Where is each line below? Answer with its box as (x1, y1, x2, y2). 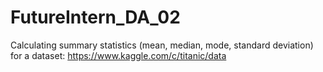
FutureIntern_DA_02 (10, 6, 181, 29)
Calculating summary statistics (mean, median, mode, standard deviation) (10, 39, 314, 51)
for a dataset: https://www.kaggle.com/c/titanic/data (10, 49, 227, 61)
